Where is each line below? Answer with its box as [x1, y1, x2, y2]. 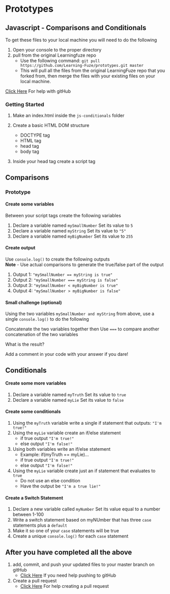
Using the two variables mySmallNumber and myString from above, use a [5, 311, 154, 317]
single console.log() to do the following [5, 316, 89, 322]
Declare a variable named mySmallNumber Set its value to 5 [12, 222, 133, 228]
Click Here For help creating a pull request [20, 583, 109, 589]
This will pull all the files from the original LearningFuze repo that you [20, 67, 165, 73]
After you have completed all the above [5, 548, 132, 556]
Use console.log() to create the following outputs [5, 256, 110, 263]
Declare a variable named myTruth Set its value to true [12, 391, 126, 398]
